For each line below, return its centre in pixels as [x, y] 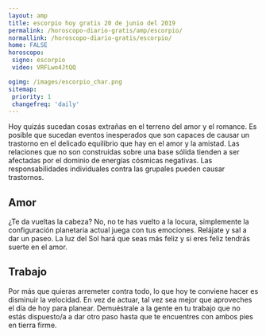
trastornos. [26, 178]
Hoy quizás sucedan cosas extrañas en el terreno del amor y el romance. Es [133, 127]
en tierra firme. [33, 325]
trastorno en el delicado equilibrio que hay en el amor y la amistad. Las [124, 143]
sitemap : [23, 89]
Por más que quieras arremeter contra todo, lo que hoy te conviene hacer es [133, 291]
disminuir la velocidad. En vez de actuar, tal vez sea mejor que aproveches [130, 299]
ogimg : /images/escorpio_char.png [66, 82]
